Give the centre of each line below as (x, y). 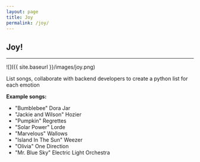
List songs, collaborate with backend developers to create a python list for (97, 79)
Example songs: (26, 97)
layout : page (22, 12)
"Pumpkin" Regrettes (40, 121)
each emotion (23, 85)
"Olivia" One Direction (42, 146)
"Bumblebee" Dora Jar (42, 108)
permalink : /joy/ (28, 23)
